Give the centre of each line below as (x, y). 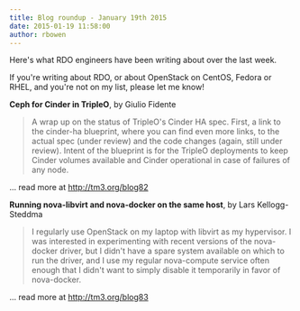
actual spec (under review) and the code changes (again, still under (157, 142)
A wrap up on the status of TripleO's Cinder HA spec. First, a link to (156, 122)
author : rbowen (38, 34)
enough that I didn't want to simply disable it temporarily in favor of (156, 270)
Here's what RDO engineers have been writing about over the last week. (143, 60)
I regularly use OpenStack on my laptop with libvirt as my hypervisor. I (161, 232)
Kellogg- (273, 205)
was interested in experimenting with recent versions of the (141, 242)
